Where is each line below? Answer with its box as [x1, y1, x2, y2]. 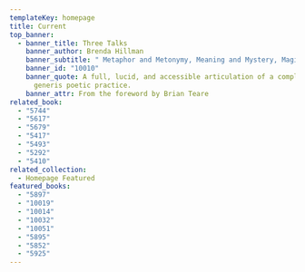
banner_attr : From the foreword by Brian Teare [25, 89, 209, 98]
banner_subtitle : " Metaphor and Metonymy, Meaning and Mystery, [25, 55, 279, 64]
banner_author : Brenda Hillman [25, 47, 144, 56]
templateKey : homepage [9, 13, 95, 23]
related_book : [9, 97, 64, 107]
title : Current [9, 22, 67, 31]
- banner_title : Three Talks [17, 38, 128, 48]
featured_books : [9, 182, 71, 191]
